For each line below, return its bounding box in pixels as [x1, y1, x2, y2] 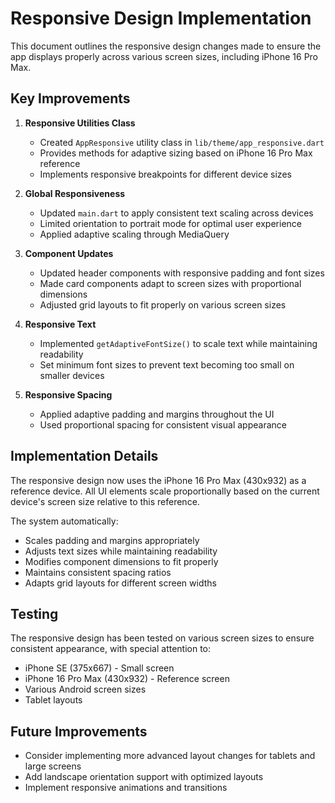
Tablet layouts [24, 694, 83, 706]
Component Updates [24, 247, 114, 259]
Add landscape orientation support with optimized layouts [24, 771, 264, 783]
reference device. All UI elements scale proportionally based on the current [10, 485, 320, 497]
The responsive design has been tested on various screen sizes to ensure [10, 632, 315, 644]
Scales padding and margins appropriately [24, 534, 200, 546]
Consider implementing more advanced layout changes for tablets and [24, 750, 316, 762]
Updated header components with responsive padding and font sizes [39, 267, 325, 279]
